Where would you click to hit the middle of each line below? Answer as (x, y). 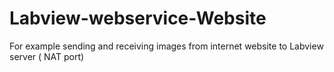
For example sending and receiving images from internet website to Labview (166, 46)
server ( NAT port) (47, 56)
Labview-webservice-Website (138, 18)
